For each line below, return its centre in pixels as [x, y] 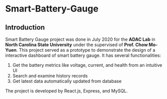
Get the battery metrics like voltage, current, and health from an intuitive [87, 65]
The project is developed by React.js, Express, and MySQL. [67, 91]
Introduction [25, 27]
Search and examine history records [50, 76]
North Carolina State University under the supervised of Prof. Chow [77, 45]
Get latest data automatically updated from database [67, 81]
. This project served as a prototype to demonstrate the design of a [86, 50]
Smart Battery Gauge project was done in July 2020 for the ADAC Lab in [80, 39]
